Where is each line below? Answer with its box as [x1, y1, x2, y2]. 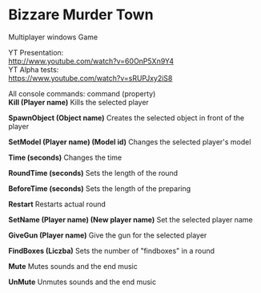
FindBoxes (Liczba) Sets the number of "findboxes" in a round [8, 246, 215, 255]
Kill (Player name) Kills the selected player [8, 97, 150, 107]
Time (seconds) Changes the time [8, 153, 122, 162]
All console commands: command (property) [8, 88, 156, 98]
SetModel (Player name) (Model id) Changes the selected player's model [8, 136, 251, 146]
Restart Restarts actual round [8, 199, 106, 209]
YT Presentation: [8, 47, 64, 57]
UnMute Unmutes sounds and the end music [8, 277, 157, 287]
